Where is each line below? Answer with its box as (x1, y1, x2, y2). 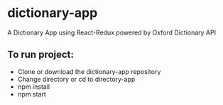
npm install (17, 82, 50, 91)
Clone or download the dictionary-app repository (17, 67, 161, 75)
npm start (17, 89, 46, 98)
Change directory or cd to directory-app (17, 75, 136, 83)
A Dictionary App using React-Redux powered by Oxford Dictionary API (7, 28, 217, 37)
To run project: (7, 49, 75, 61)
